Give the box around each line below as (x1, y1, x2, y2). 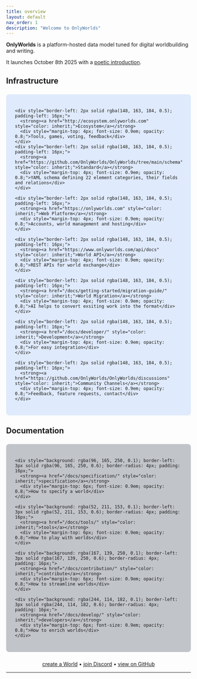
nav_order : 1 (6, 19, 38, 25)
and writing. (6, 48, 35, 55)
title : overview (6, 8, 46, 15)
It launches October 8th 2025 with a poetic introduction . (6, 59, 142, 66)
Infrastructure (6, 76, 59, 86)
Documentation (6, 426, 64, 436)
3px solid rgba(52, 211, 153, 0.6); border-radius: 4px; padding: (15, 509, 181, 515)
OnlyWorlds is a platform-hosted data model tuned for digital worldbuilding (6, 41, 189, 48)
